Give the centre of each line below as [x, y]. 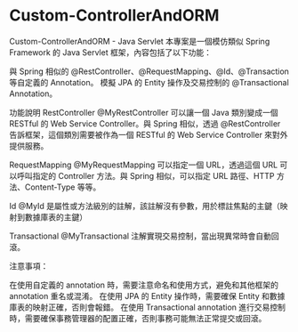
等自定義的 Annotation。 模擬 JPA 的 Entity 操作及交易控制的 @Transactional [149, 82]
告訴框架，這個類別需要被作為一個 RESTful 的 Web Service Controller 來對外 [149, 134]
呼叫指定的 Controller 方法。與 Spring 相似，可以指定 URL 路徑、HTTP [145, 175]
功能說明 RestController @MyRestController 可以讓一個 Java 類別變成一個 [144, 112]
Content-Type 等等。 [63, 187]
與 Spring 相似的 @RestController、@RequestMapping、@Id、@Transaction [149, 71]
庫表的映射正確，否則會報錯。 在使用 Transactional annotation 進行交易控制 [148, 307]
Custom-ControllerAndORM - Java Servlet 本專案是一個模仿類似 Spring [140, 41]
